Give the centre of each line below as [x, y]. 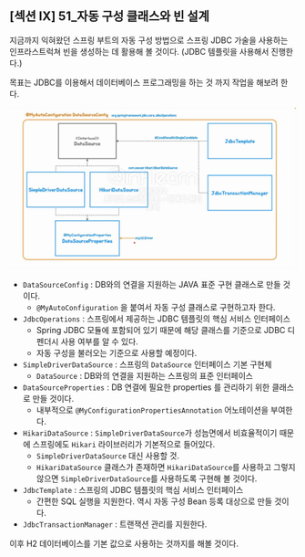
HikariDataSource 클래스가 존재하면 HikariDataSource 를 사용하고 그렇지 [166, 468]
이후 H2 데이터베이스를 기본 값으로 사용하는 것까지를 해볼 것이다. [124, 544]
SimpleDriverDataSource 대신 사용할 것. [108, 456]
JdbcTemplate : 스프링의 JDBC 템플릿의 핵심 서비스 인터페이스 [133, 490]
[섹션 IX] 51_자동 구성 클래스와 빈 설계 [109, 16]
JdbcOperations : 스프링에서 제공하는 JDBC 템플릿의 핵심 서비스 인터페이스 [157, 319]
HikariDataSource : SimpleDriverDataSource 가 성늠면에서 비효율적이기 [150, 433]
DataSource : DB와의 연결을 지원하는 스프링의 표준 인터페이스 [144, 376]
